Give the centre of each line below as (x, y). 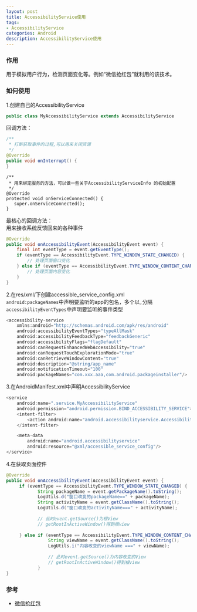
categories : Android (31, 33)
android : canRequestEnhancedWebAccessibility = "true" (81, 347)
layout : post (22, 11)
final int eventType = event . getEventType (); (73, 250)
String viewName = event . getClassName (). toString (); (114, 540)
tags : (13, 22)
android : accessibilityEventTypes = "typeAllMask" (76, 331)
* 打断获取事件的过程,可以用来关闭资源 (50, 144)
